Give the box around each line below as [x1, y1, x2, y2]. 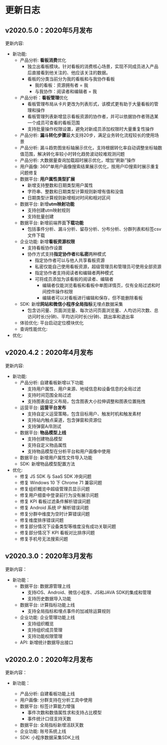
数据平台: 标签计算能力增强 [19, 703, 75, 709]
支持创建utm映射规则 [27, 207, 71, 213]
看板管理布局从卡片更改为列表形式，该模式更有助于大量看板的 [27, 101, 155, 107]
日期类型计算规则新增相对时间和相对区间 [27, 195, 111, 201]
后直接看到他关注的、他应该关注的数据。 [27, 70, 111, 76]
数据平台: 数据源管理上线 [19, 583, 71, 589]
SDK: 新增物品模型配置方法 [19, 461, 76, 467]
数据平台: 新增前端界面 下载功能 [19, 220, 84, 226]
